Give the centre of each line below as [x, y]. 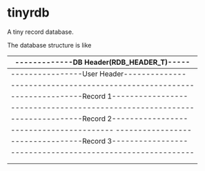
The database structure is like [49, 45]
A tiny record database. [40, 32]
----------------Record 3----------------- [99, 141]
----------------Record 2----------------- [99, 119]
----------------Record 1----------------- [99, 96]
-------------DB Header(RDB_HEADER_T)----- [102, 62]
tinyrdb [28, 13]
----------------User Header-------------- [98, 74]
